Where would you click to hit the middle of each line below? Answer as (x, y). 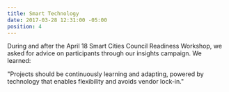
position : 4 (24, 26)
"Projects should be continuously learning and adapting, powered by (105, 74)
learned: (19, 61)
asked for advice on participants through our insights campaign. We (104, 53)
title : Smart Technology (43, 13)
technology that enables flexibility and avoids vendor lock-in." (96, 82)
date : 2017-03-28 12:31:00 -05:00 (57, 20)
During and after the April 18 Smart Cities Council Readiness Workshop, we (115, 46)
